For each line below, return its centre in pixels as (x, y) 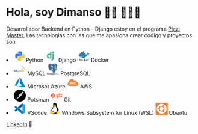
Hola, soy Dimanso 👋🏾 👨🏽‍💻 (74, 12)
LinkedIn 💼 (19, 124)
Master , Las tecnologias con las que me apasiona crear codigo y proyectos (99, 35)
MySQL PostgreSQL (58, 73)
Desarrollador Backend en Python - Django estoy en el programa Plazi (93, 29)
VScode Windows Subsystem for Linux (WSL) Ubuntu (107, 112)
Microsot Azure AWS (60, 86)
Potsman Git (49, 99)
